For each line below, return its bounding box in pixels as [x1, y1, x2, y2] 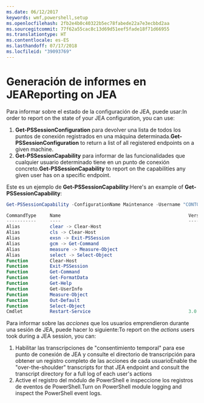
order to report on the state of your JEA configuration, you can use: [6, 114, 175, 122]
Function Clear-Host [6, 258, 78, 264]
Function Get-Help [6, 281, 72, 287]
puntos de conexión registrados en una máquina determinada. [15, 132, 171, 140]
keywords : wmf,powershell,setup [6, 15, 88, 21]
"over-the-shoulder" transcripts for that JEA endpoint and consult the [15, 363, 189, 371]
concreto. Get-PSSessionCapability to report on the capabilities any [15, 165, 186, 172]
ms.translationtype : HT [6, 32, 67, 38]
